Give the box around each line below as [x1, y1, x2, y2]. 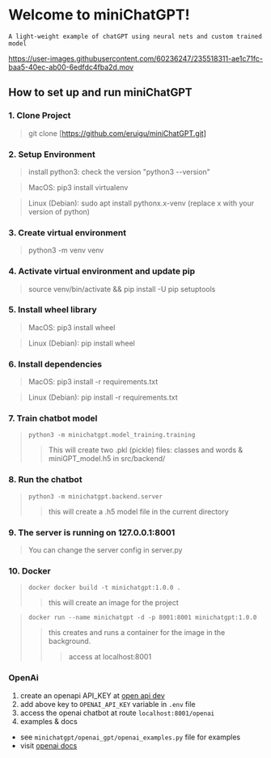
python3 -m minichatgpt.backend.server [28, 492, 163, 501]
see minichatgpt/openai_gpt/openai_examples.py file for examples [19, 732, 241, 742]
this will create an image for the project [48, 598, 180, 608]
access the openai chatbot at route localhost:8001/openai [19, 708, 215, 718]
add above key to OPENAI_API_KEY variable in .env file [19, 699, 196, 709]
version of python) [28, 206, 91, 216]
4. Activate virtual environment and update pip [8, 265, 196, 277]
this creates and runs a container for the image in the [48, 628, 226, 637]
